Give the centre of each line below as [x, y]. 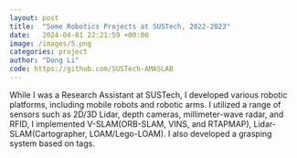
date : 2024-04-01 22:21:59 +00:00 [79, 35]
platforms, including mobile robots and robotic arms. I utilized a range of [145, 104]
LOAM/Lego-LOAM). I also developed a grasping [180, 133]
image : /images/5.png [51, 43]
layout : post [34, 18]
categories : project [49, 52]
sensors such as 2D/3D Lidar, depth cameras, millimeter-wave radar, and [147, 114]
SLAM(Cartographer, [48, 133]
